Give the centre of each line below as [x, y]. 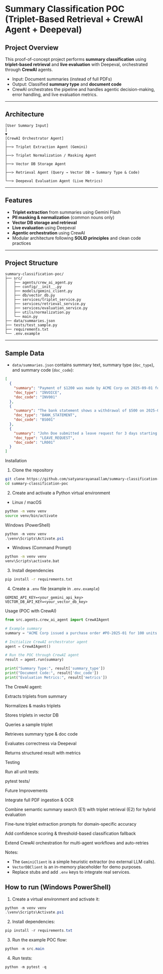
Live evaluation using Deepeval [44, 228]
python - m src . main [25, 949]
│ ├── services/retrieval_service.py [45, 304]
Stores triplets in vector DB [32, 715]
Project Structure [32, 263]
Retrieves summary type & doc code [41, 734]
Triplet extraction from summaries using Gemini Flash [66, 212]
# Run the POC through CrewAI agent [42, 655]
